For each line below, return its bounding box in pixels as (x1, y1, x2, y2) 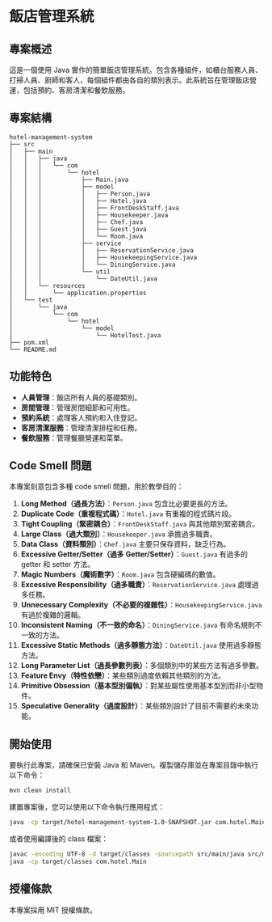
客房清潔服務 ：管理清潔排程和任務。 (20, 422, 142, 433)
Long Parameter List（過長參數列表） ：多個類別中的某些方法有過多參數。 (20, 661, 263, 670)
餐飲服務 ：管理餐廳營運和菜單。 (20, 433, 128, 442)
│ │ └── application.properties (9, 289, 148, 297)
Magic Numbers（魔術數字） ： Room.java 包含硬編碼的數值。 (20, 569, 220, 579)
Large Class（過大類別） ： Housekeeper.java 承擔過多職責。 (20, 529, 217, 539)
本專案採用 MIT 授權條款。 (9, 905, 98, 915)
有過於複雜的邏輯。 (20, 610, 86, 620)
